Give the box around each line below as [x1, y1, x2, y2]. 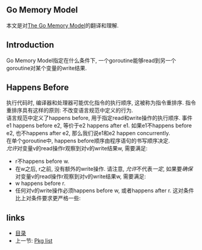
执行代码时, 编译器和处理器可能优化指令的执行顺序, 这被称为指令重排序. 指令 [6, 99, 196, 106]
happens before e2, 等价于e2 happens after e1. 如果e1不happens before [13, 122, 192, 130]
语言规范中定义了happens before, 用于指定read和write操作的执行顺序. [6, 114, 181, 122]
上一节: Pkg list [15, 237, 53, 245]
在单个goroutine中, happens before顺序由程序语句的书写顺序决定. [6, 137, 170, 145]
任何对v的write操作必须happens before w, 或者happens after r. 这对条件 [15, 187, 194, 194]
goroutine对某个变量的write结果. [6, 64, 87, 72]
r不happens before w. [15, 158, 70, 165]
